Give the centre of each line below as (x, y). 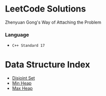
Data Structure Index (48, 65)
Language (17, 35)
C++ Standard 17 (28, 46)
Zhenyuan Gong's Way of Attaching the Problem (53, 22)
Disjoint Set (23, 78)
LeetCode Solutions (45, 9)
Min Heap (22, 83)
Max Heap (22, 88)
